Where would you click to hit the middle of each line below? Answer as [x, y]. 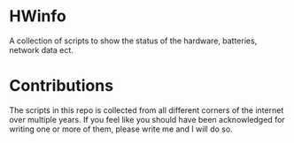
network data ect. [41, 49]
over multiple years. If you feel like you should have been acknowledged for [147, 119]
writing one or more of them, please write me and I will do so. [121, 129]
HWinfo [38, 16]
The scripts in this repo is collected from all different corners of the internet [147, 110]
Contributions [61, 86]
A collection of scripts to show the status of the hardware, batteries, [133, 41]
